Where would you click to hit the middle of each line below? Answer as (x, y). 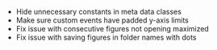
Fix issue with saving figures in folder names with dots (106, 37)
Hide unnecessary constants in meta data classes (98, 12)
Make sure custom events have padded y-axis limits (102, 20)
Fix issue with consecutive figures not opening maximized (113, 29)
